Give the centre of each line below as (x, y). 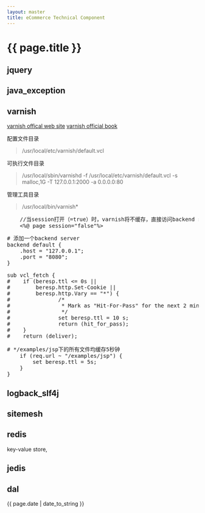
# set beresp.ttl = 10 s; (68, 318)
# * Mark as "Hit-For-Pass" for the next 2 (97, 306)
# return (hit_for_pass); (68, 324)
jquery (20, 70)
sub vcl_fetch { (31, 275)
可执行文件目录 (26, 163)
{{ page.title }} (44, 48)
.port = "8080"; (44, 257)
